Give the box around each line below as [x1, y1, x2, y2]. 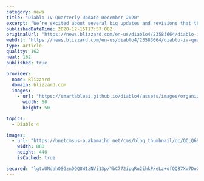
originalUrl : [6, 32, 39, 38]
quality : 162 [6, 49, 39, 55]
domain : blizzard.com [12, 82, 67, 88]
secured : [6, 165, 29, 172]
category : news [6, 9, 45, 15]
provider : [6, 70, 32, 77]
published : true [6, 60, 47, 66]
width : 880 [17, 143, 45, 149]
